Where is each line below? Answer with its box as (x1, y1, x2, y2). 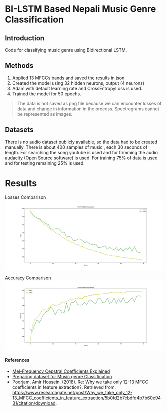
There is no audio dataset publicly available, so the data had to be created (5, 139, 157, 145)
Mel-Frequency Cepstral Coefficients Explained (12, 368, 110, 374)
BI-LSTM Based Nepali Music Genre (5, 3, 156, 15)
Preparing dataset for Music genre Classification (12, 373, 112, 379)
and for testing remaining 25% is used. (5, 160, 85, 166)
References (5, 357, 30, 363)
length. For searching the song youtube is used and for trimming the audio (5, 149, 158, 155)
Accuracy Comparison (5, 275, 51, 281)
